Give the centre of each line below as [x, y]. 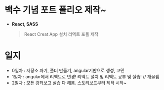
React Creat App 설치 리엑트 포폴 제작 [61, 34]
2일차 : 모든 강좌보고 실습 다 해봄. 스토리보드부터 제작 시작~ [69, 83]
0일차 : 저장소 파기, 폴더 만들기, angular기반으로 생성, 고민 [68, 70]
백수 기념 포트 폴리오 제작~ [56, 10]
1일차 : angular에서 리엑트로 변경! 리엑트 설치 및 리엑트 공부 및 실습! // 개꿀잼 [85, 76]
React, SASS [25, 24]
